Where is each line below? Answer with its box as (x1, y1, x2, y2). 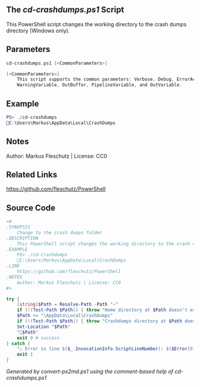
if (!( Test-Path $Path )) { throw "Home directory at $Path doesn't (17, 307, 187, 313)
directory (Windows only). (6, 27, 70, 34)
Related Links (6, 170, 58, 180)
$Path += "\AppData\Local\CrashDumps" (17, 313, 113, 319)
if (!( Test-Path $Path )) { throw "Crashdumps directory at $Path (17, 318, 183, 324)
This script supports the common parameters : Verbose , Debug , (17, 76, 174, 82)
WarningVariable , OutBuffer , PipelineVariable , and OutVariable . (17, 82, 183, 88)
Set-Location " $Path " (17, 324, 70, 330)
